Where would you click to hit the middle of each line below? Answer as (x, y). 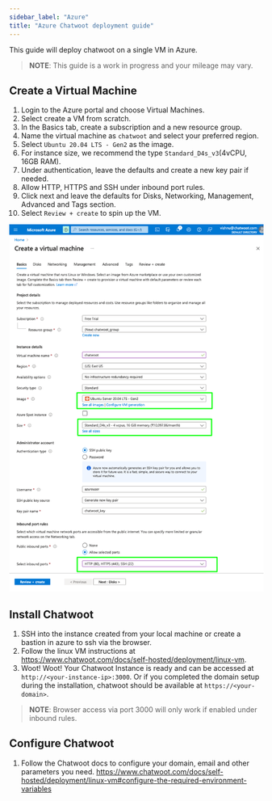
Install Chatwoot (51, 614)
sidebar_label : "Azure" (49, 17)
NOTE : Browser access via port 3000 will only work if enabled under (143, 710)
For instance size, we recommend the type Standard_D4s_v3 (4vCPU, (134, 153)
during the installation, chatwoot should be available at (111, 685)
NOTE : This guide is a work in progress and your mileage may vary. (141, 65)
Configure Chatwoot (62, 744)
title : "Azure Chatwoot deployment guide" (82, 25)
